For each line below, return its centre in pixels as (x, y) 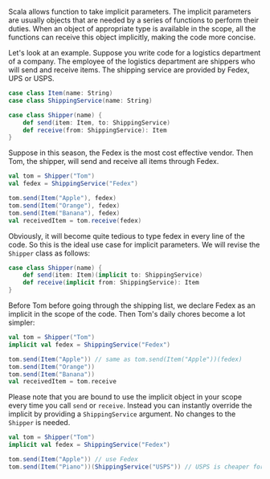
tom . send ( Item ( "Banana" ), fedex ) (64, 213)
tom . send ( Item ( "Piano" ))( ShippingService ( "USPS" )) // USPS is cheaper (129, 467)
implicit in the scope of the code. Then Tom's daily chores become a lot (127, 314)
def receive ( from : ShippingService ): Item (95, 130)
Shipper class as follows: (49, 253)
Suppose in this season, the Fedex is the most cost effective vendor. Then (131, 153)
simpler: (22, 322)
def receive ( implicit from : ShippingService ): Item (111, 283)
